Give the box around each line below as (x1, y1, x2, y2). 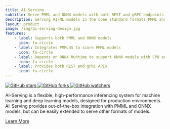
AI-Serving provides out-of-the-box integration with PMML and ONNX (5, 103, 151, 109)
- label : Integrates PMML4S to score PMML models (14, 45, 121, 50)
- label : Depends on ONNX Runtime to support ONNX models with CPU (14, 54, 159, 60)
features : (5, 31, 26, 36)
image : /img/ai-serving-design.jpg (5, 26, 80, 31)
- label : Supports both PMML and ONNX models (14, 36, 112, 41)
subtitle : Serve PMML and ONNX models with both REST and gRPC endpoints (5, 12, 164, 17)
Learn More (5, 118, 30, 124)
